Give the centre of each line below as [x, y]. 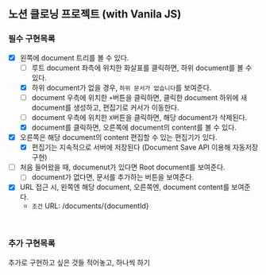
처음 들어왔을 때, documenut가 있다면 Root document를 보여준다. [122, 167]
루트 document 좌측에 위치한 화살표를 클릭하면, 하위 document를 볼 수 [142, 68]
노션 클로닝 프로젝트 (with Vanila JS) [95, 14]
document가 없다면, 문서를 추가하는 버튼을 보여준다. [113, 177]
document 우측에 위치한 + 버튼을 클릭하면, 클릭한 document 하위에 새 [139, 97]
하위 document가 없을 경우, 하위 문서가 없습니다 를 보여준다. [121, 87]
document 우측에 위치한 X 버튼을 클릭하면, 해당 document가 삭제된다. [139, 117]
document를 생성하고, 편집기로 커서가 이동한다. [106, 107]
